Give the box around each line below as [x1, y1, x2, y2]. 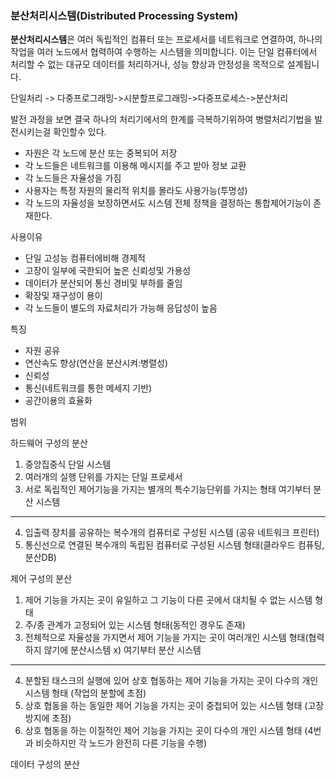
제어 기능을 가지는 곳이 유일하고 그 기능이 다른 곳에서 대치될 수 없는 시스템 [24, 594, 313, 606]
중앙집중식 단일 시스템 [24, 458, 112, 471]
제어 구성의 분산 [10, 573, 73, 585]
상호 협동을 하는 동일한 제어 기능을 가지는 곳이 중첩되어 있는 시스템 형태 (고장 [24, 700, 325, 712]
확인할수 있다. [53, 126, 107, 138]
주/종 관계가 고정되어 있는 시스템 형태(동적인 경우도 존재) [24, 619, 246, 631]
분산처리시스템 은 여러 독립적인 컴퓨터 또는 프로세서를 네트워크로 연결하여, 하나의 [10, 33, 323, 46]
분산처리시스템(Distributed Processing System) [10, 8, 239, 22]
